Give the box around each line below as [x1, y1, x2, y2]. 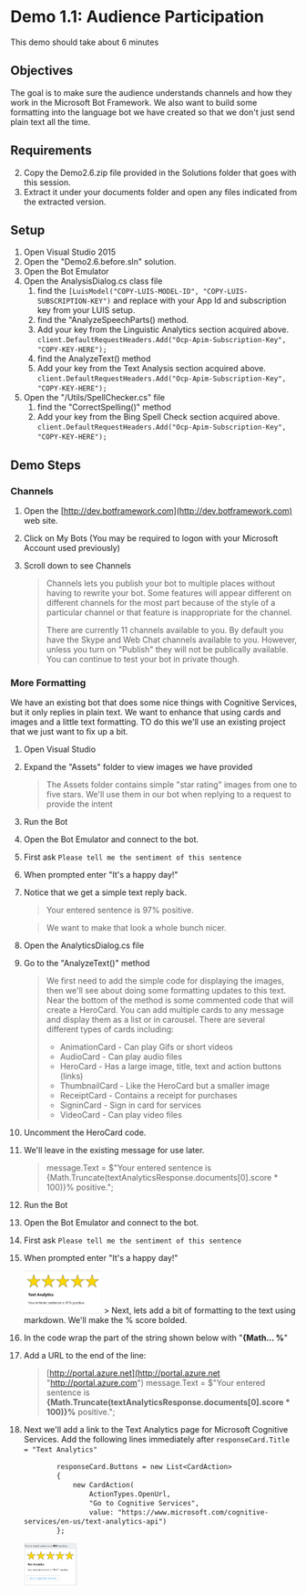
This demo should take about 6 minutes [10, 36, 159, 47]
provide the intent [46, 798, 113, 809]
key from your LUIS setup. [36, 305, 136, 316]
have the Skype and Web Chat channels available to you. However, [46, 634, 298, 645]
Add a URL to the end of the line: [23, 1350, 147, 1361]
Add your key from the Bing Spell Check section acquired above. [36, 412, 280, 422]
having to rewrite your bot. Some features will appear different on [46, 588, 292, 599]
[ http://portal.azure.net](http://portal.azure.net [46, 1368, 221, 1379]
